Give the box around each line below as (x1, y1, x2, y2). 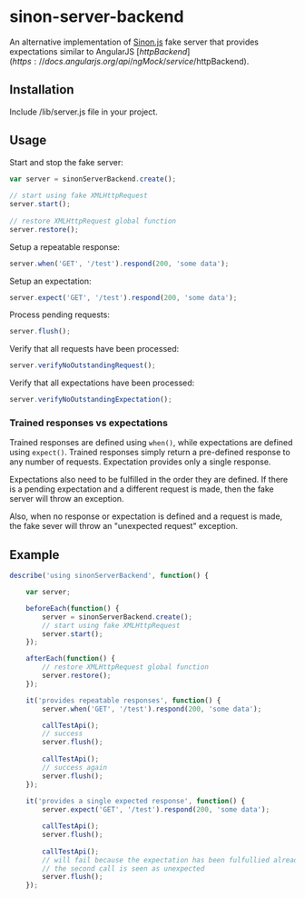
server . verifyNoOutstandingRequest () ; (9, 361, 156, 370)
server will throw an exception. (9, 494, 124, 504)
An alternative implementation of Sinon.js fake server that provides (9, 36, 260, 47)
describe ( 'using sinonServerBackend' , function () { (9, 571, 209, 581)
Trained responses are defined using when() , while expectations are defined (9, 437, 293, 448)
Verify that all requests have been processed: (9, 344, 180, 354)
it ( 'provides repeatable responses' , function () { (25, 695, 221, 705)
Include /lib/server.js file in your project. (9, 106, 159, 117)
